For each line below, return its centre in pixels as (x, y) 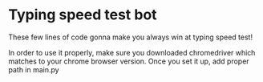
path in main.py (34, 69)
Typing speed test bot (83, 15)
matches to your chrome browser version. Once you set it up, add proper (129, 61)
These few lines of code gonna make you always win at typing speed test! (131, 37)
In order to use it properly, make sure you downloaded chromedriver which (132, 52)
